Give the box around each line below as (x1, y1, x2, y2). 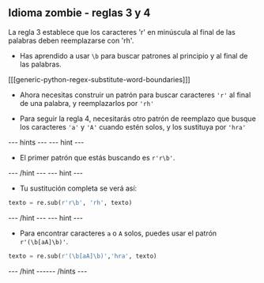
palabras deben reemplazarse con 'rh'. (8, 36, 134, 45)
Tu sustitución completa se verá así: (19, 183, 138, 193)
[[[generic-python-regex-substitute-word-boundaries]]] (8, 74, 191, 84)
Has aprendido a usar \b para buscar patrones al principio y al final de (19, 51, 248, 60)
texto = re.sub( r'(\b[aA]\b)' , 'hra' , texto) (8, 252, 157, 260)
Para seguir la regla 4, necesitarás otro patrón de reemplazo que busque (19, 114, 257, 123)
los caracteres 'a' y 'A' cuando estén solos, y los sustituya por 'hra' (19, 122, 247, 131)
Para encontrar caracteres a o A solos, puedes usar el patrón (19, 228, 217, 238)
